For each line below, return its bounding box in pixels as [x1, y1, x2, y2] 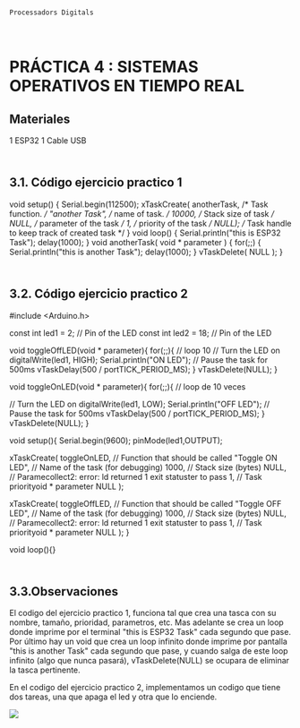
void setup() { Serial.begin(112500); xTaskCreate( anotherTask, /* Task [9, 199, 269, 210]
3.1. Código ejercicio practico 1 [9, 175, 183, 191]
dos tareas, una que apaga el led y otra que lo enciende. [9, 691, 218, 702]
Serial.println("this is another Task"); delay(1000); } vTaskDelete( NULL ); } [9, 246, 284, 257]
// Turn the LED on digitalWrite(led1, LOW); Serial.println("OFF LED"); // [9, 398, 270, 409]
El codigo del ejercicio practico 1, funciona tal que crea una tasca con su [9, 608, 277, 619]
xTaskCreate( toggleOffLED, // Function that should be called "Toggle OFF [9, 498, 282, 509]
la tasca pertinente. [9, 664, 81, 675]
